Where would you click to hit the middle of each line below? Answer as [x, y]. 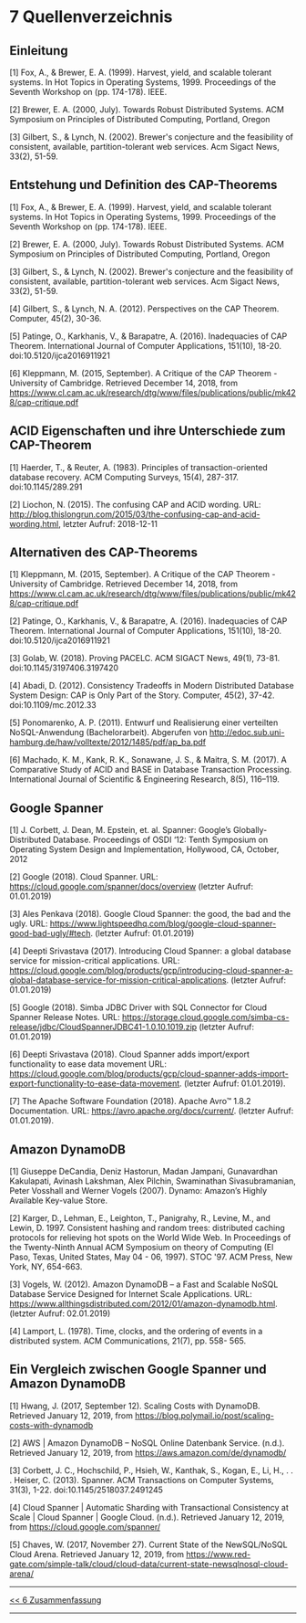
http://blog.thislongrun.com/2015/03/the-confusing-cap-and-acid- [135, 514]
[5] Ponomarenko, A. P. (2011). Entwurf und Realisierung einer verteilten [144, 722]
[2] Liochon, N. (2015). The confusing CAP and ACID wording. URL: [135, 504]
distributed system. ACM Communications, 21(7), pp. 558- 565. [128, 1341]
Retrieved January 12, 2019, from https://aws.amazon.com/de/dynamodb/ [148, 1452]
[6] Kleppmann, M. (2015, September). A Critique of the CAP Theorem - [143, 373]
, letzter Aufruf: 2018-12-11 [108, 523]
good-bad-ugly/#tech [50, 933]
